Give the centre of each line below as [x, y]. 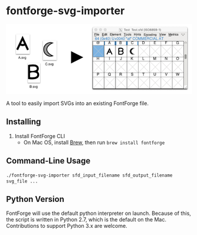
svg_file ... [22, 181]
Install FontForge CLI [40, 136]
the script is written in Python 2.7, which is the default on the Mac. [86, 220]
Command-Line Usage [48, 161]
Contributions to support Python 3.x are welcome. [67, 226]
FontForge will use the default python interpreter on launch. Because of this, [99, 213]
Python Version [35, 199]
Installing [24, 122]
